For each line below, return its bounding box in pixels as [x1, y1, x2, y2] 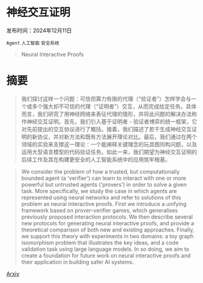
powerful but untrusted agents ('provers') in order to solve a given [21, 180, 187, 188]
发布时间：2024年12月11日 [6, 27, 72, 34]
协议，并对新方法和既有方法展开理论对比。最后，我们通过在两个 [37, 133, 198, 140]
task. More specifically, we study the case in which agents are [21, 187, 177, 194]
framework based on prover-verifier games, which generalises [21, 206, 178, 214]
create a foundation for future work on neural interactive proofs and [21, 251, 191, 259]
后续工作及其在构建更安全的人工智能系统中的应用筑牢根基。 [21, 155, 171, 163]
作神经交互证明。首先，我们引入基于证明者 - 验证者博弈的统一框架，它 [21, 118, 198, 125]
